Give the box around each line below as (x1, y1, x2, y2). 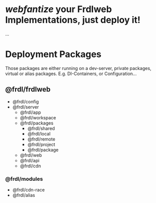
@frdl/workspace (20, 114, 56, 120)
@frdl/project (27, 141, 55, 147)
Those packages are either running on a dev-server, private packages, (5, 65, 152, 71)
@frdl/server (12, 104, 39, 110)
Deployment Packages (5, 49, 102, 60)
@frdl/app (20, 109, 41, 115)
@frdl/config (12, 98, 39, 104)
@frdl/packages (20, 120, 54, 126)
